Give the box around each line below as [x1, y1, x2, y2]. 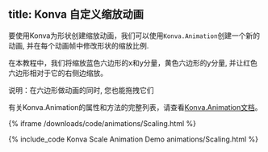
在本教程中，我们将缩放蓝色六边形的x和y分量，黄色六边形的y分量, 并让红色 [8, 57, 258, 67]
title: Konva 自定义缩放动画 [8, 7, 144, 22]
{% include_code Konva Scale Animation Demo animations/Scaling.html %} [8, 134, 258, 144]
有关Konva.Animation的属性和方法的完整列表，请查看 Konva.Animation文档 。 [8, 102, 262, 112]
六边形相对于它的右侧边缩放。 [8, 68, 107, 78]
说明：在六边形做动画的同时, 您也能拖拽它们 [8, 85, 154, 95]
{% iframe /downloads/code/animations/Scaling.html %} [8, 118, 196, 128]
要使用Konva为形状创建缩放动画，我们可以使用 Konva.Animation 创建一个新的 [8, 31, 261, 40]
